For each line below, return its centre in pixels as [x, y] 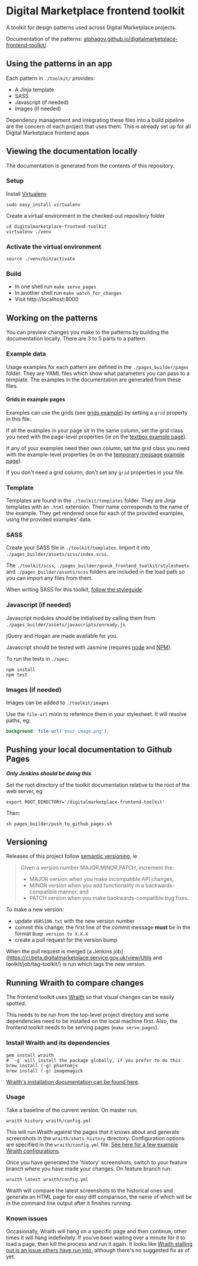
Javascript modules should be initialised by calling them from [81, 618]
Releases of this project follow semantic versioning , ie [72, 856]
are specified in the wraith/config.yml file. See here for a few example [92, 1144]
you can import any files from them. [50, 578]
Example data [26, 354]
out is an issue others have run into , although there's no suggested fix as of [98, 1251]
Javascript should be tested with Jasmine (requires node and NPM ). [89, 647]
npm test [17, 675]
